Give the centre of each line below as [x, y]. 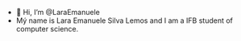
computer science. [47, 29]
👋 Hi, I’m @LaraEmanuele [58, 12]
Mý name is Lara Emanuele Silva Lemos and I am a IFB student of [125, 20]
